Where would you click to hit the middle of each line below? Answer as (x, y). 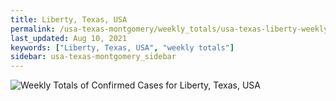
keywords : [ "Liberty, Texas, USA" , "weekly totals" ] (122, 47)
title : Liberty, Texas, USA (69, 19)
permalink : (33, 29)
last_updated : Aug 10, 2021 (69, 38)
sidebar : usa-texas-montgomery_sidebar (93, 57)
